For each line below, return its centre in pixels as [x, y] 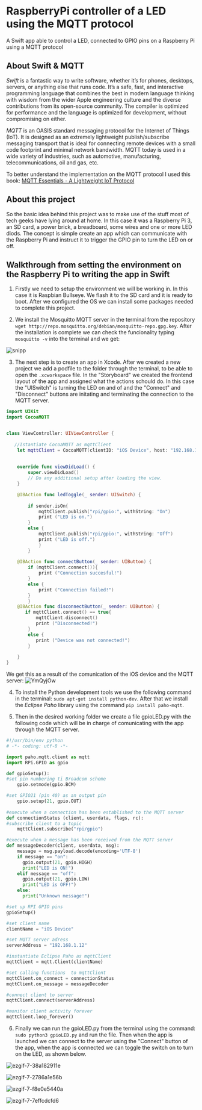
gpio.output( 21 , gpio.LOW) [56, 879]
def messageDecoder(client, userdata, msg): [63, 846]
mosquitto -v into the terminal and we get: [67, 339]
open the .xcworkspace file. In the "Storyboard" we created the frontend [103, 375]
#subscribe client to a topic [44, 823]
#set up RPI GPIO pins [35, 907]
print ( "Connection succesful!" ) [80, 573]
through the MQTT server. [47, 729]
